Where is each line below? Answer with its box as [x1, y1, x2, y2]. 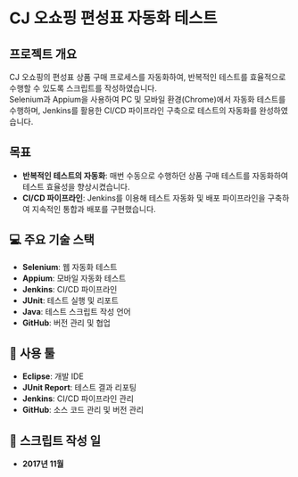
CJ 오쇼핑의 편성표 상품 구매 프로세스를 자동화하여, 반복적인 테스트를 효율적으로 [9, 72, 286, 82]
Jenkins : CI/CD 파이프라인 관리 [21, 393, 134, 404]
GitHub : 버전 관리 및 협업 [21, 317, 112, 328]
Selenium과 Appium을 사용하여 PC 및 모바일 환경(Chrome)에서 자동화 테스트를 [9, 95, 286, 104]
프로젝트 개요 [9, 46, 78, 62]
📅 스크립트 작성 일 [9, 433, 101, 448]
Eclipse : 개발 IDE [21, 371, 85, 382]
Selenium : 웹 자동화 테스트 [21, 261, 118, 272]
